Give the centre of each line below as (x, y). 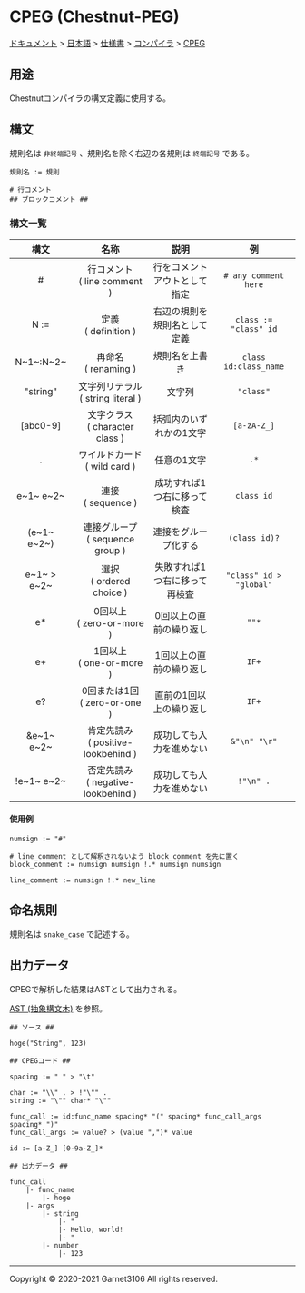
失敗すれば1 (181, 567)
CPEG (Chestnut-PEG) (94, 17)
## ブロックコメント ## (49, 199)
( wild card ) (110, 466)
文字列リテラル (110, 386)
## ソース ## (32, 1027)
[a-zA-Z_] (254, 425)
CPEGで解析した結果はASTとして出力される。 (96, 989)
